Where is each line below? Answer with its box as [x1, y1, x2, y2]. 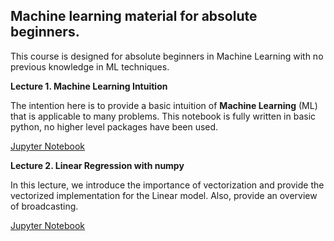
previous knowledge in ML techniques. [10, 60, 170, 73]
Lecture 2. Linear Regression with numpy [10, 159, 185, 171]
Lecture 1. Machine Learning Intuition [10, 80, 168, 92]
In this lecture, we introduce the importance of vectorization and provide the [10, 179, 325, 191]
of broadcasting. [10, 200, 79, 212]
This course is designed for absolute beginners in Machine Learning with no [10, 50, 324, 62]
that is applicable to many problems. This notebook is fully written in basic [10, 110, 317, 122]
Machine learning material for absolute [10, 8, 258, 25]
